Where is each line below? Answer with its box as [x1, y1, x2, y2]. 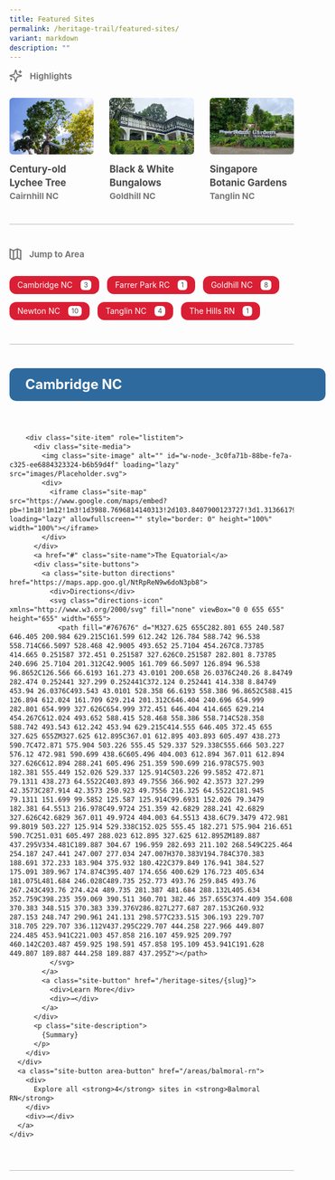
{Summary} [42, 1030, 79, 1040]
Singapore [209, 163, 258, 176]
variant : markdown [9, 33, 79, 43]
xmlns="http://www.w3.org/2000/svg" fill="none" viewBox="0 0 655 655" [9, 604, 284, 614]
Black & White [109, 163, 174, 176]
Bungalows [109, 176, 163, 189]
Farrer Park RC [115, 279, 171, 290]
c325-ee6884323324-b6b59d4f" [9, 460, 119, 470]
